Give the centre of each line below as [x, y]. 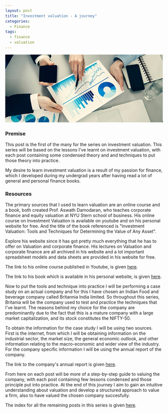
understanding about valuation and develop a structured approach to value [82, 390]
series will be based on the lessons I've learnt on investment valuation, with [83, 150]
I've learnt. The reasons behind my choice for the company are [70, 308]
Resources [18, 194]
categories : [17, 21]
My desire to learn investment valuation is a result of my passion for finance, [84, 170]
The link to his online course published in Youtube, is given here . [72, 267]
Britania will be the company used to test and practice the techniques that [81, 302]
